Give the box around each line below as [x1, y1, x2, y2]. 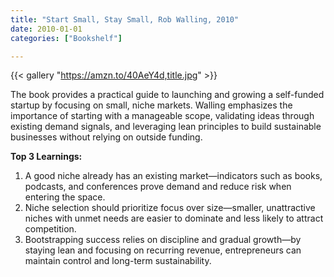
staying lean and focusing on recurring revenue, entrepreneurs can [24, 244, 302, 256]
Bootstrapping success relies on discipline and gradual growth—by [24, 234, 302, 246]
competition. [24, 223, 77, 235]
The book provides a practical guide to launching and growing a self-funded [10, 89, 325, 101]
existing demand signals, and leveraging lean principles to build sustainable [10, 121, 322, 133]
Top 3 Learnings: [10, 151, 83, 163]
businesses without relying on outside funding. [10, 131, 203, 143]
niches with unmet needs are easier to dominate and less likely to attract [24, 212, 324, 225]
